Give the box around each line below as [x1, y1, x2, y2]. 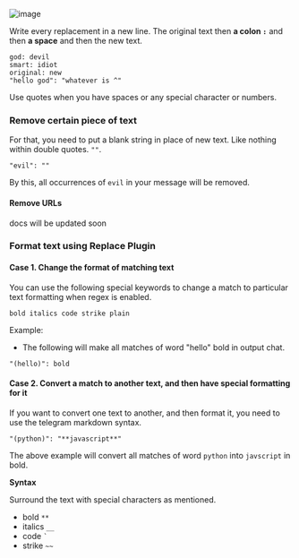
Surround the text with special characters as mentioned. [9, 494, 217, 505]
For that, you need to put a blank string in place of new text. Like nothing [9, 134, 278, 145]
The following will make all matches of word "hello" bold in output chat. [21, 341, 285, 353]
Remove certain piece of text [9, 114, 137, 126]
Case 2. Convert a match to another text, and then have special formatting [9, 378, 291, 389]
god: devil [9, 53, 50, 62]
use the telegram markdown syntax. [9, 416, 141, 427]
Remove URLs [9, 197, 63, 208]
